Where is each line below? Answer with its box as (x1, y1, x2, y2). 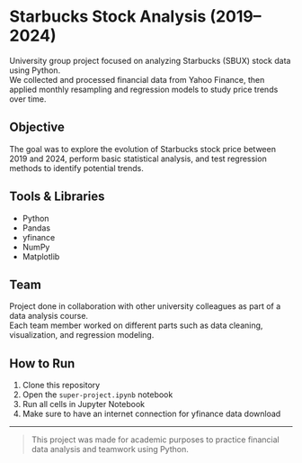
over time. (9, 93, 47, 104)
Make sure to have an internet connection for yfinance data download (22, 408, 281, 420)
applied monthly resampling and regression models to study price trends (9, 84, 279, 95)
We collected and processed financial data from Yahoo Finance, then (9, 74, 265, 85)
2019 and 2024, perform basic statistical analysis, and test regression (9, 153, 267, 164)
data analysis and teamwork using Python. (31, 444, 189, 455)
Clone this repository (22, 380, 101, 391)
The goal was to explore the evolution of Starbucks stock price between (9, 143, 277, 154)
